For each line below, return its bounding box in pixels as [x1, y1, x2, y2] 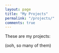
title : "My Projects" [5, 11, 48, 16]
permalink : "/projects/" [5, 16, 55, 21]
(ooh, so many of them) [5, 42, 51, 48]
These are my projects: [5, 33, 51, 39]
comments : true [5, 20, 35, 25]
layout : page [5, 7, 31, 12]
